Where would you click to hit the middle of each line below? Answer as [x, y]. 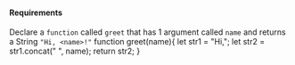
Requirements [36, 12]
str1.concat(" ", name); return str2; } [75, 51]
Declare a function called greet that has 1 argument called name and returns [148, 32]
